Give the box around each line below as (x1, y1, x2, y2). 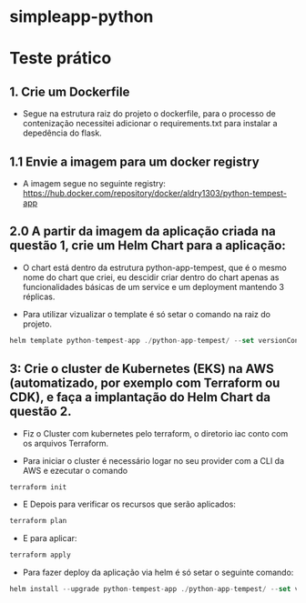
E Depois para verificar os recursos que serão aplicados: (22, 498, 237, 510)
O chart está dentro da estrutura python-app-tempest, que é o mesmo (22, 262, 287, 273)
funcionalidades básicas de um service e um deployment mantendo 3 (22, 281, 285, 292)
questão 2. (9, 404, 72, 419)
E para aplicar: (22, 533, 77, 544)
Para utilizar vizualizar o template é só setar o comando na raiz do (22, 308, 271, 319)
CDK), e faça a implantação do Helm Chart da (9, 389, 271, 406)
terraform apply (9, 550, 71, 560)
